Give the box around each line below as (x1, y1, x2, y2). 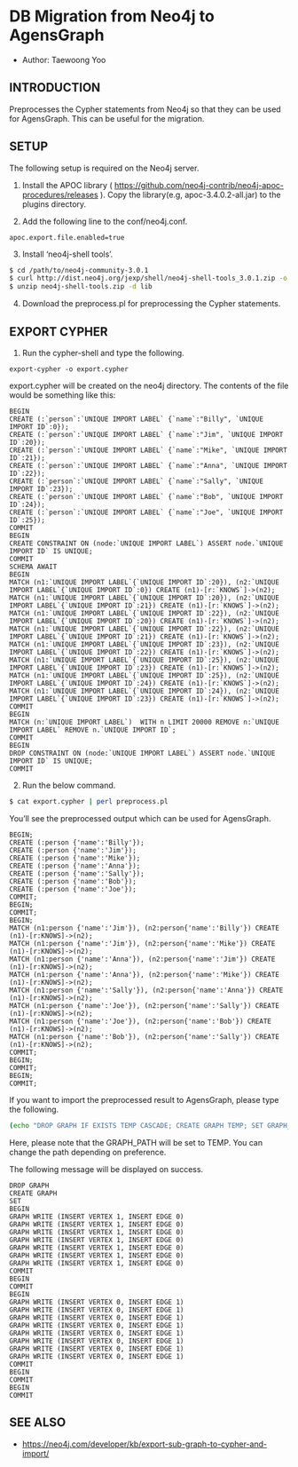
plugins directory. (21, 198, 87, 210)
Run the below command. (21, 780, 116, 790)
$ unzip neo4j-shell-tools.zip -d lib (9, 282, 153, 291)
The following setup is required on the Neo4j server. (9, 163, 200, 173)
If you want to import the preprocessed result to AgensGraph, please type (9, 1094, 279, 1105)
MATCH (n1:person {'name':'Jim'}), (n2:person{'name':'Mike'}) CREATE (9, 939, 276, 948)
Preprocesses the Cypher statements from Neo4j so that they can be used (9, 104, 281, 115)
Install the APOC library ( (21, 179, 113, 190)
